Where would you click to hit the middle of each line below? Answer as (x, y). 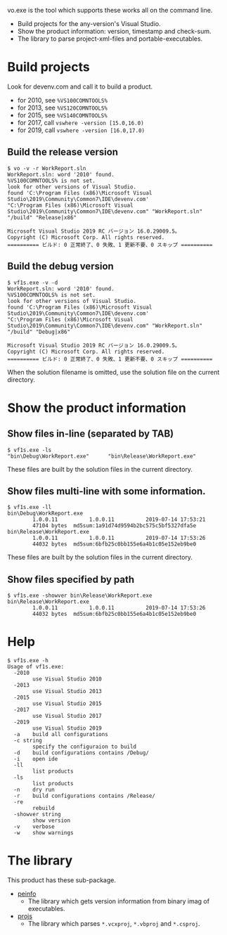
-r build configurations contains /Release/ (85, 796)
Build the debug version (60, 266)
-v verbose (34, 827)
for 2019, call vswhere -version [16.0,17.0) (81, 130)
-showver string (37, 815)
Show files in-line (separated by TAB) (91, 434)
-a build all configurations (61, 735)
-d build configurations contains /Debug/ (82, 753)
